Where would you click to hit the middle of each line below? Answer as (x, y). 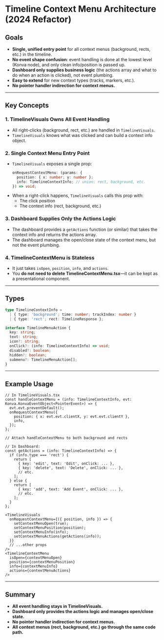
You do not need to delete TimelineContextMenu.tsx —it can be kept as (85, 274)
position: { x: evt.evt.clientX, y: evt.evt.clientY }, (72, 417)
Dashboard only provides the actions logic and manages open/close (83, 612)
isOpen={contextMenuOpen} (36, 558)
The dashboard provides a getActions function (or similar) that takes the (85, 229)
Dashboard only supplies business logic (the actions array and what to (84, 70)
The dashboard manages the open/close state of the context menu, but (84, 240)
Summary (20, 594)
